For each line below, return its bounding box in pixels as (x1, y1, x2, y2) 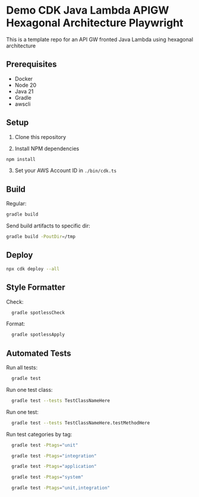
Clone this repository (14, 133, 67, 140)
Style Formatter (6, 283, 65, 293)
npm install (6, 156, 36, 162)
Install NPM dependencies (14, 145, 80, 152)
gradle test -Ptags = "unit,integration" (11, 485, 110, 491)
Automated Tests (6, 348, 71, 358)
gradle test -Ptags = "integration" (11, 452, 97, 459)
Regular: (6, 200, 27, 207)
